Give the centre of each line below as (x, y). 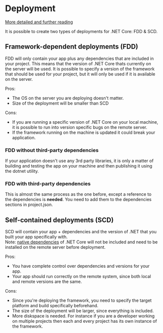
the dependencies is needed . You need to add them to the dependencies (78, 200)
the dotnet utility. (22, 171)
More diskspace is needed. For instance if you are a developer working (83, 316)
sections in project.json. (29, 204)
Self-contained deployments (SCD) (59, 220)
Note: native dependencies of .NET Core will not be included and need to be (81, 242)
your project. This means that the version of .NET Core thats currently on (78, 63)
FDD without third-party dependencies (52, 150)
